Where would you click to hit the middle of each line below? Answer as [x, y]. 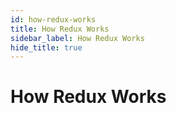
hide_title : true [46, 47]
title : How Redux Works [60, 29]
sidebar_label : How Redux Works [77, 38]
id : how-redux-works [53, 19]
